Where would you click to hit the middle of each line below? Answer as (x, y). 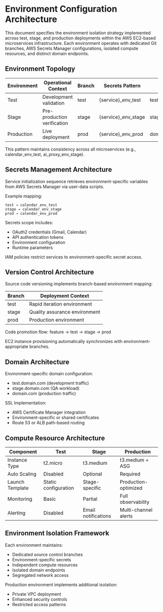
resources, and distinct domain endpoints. (47, 53)
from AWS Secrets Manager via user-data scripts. (55, 187)
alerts (126, 516)
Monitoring (20, 499)
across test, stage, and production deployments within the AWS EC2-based (81, 38)
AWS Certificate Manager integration (49, 412)
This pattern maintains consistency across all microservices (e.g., (71, 149)
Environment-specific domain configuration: (49, 374)
